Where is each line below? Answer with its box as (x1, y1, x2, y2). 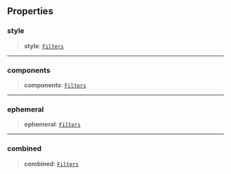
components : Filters (23, 80, 87, 89)
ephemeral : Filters (23, 120, 81, 129)
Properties (7, 6, 54, 17)
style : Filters (23, 41, 64, 50)
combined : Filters (23, 160, 79, 168)
